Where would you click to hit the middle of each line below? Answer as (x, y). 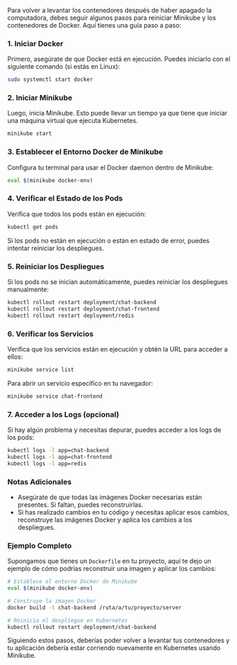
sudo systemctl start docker (50, 80)
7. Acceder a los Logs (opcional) (63, 414)
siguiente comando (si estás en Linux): (64, 67)
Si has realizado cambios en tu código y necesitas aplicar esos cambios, (123, 512)
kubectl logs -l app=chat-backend (58, 450)
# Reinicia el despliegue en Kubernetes (68, 620)
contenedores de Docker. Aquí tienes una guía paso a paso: (94, 25)
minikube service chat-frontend (55, 396)
